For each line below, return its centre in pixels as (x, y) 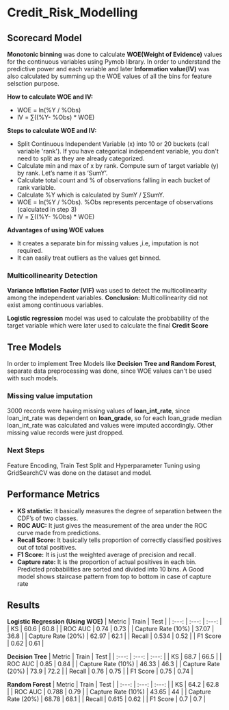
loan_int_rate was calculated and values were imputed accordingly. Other (110, 426)
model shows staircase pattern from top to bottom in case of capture (114, 576)
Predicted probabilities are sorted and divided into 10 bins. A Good (110, 569)
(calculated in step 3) (47, 209)
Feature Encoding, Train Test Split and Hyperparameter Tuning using (104, 465)
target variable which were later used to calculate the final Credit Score (108, 326)
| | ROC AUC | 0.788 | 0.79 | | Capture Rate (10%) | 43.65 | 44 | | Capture (109, 692)
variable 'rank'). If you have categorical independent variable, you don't (118, 151)
